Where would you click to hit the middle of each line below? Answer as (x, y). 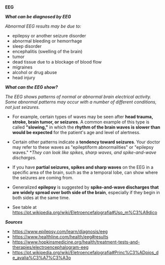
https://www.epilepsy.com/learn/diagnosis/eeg (60, 232)
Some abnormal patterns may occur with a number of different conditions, (81, 102)
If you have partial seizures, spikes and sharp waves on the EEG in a (83, 167)
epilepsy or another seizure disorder (49, 36)
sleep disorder (27, 46)
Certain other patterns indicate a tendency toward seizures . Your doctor (86, 142)
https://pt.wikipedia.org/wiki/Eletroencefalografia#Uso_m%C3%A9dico (85, 212)
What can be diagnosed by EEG (38, 17)
